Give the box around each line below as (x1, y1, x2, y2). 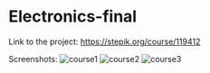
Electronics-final (8, 6, 138, 27)
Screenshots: (8, 53, 58, 64)
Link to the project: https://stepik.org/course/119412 (8, 36, 201, 47)
